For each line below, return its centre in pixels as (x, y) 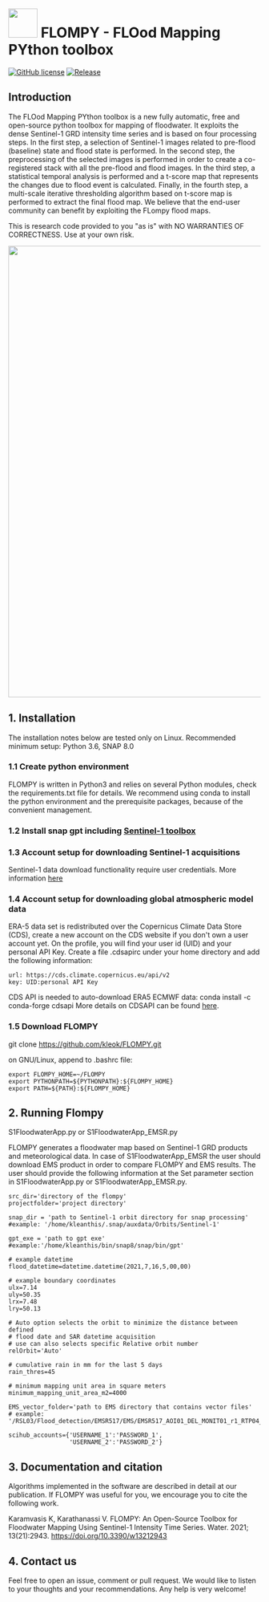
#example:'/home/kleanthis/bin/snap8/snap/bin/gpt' (96, 1246)
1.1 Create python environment (69, 766)
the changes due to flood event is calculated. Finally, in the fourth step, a (128, 185)
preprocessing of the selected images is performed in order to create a (125, 159)
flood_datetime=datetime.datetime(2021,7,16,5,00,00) (100, 1267)
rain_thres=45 (32, 1372)
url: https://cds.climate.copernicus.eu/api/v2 (89, 975)
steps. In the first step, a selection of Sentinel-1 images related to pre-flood (132, 142)
